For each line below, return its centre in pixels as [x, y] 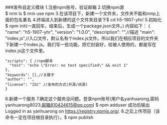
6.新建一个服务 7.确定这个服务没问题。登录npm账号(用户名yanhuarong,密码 [82, 99]
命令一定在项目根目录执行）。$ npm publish [49, 117]
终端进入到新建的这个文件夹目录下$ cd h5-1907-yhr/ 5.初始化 [99, 20]
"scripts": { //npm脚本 [29, 61]
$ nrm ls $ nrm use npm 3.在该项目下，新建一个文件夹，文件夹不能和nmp [81, 13]
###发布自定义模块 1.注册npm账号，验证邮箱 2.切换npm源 [65, 7]
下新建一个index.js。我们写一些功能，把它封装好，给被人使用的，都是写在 [81, 44]
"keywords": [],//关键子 [30, 75]
